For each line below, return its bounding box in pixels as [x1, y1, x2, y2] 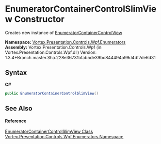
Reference [5, 118, 27, 124]
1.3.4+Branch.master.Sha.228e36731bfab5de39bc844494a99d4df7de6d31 [5, 54, 156, 60]
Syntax [5, 69, 27, 77]
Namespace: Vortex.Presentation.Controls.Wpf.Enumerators [5, 39, 126, 45]
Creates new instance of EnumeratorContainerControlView [5, 30, 123, 35]
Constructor [14, 14, 64, 25]
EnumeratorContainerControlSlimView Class [5, 128, 93, 134]
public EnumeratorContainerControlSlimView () [5, 91, 98, 96]
